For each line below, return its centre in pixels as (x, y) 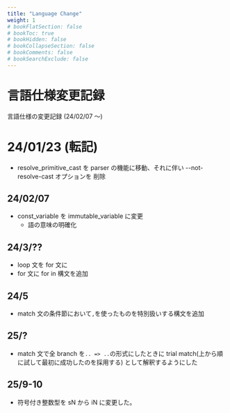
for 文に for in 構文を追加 (53, 274)
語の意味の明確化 (52, 225)
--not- (194, 167)
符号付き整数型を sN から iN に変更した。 (76, 402)
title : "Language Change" (44, 14)
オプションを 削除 (81, 176)
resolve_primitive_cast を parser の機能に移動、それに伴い (100, 167)
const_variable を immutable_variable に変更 (80, 216)
